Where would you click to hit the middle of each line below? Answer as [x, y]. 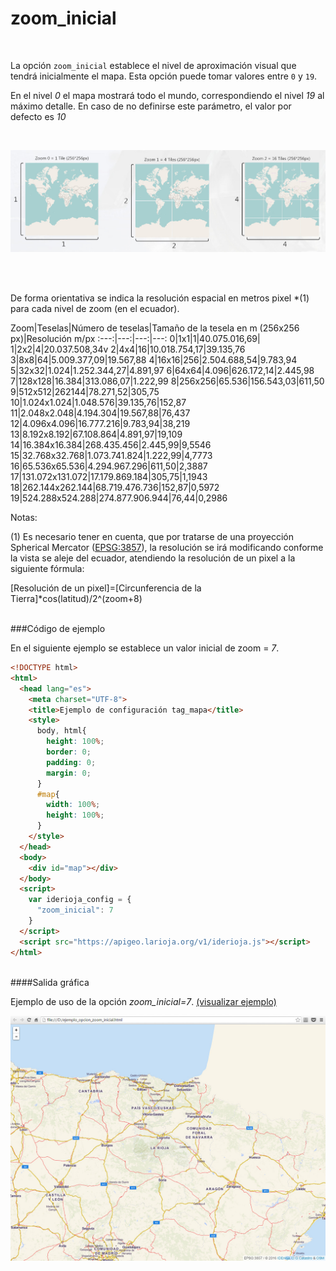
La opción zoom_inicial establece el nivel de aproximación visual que [153, 65]
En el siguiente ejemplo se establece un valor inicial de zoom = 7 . [145, 648]
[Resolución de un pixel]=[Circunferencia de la [106, 588]
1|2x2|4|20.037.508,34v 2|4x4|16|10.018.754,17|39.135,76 [128, 349]
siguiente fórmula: [47, 568]
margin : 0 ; [69, 773]
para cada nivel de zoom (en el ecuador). [95, 308]
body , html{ [61, 731]
